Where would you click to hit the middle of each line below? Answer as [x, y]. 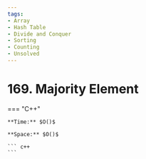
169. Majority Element [73, 89]
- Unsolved [24, 54]
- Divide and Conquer [40, 34]
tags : [15, 14]
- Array [19, 21]
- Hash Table [27, 27]
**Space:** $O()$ [33, 134]
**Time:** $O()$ [31, 122]
